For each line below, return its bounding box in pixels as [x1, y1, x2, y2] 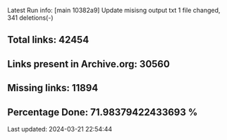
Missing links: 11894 [7, 82, 99, 94]
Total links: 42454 [7, 34, 90, 46]
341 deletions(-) [7, 13, 54, 22]
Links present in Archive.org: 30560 [7, 58, 171, 70]
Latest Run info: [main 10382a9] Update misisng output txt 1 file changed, [7, 6, 221, 14]
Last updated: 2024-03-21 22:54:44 [7, 124, 113, 133]
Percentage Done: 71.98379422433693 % [7, 106, 198, 118]
